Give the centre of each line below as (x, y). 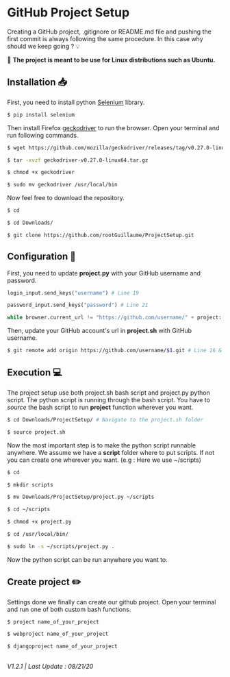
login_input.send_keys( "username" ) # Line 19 (73, 293)
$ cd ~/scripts (29, 509)
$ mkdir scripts (30, 484)
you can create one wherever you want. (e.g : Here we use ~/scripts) (104, 460)
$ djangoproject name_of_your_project (62, 647)
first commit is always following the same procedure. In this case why (105, 38)
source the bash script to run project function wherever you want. (100, 407)
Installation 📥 (37, 83)
